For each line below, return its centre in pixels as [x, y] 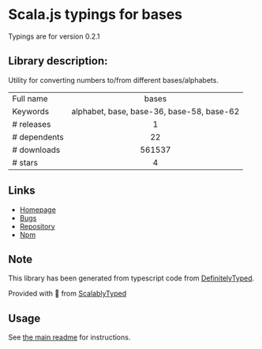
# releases [32, 124]
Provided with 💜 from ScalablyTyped [67, 294]
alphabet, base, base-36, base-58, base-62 [155, 111]
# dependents [38, 137]
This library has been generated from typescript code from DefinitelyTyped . [131, 278]
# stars [25, 162]
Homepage [38, 210]
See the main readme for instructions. [69, 337]
